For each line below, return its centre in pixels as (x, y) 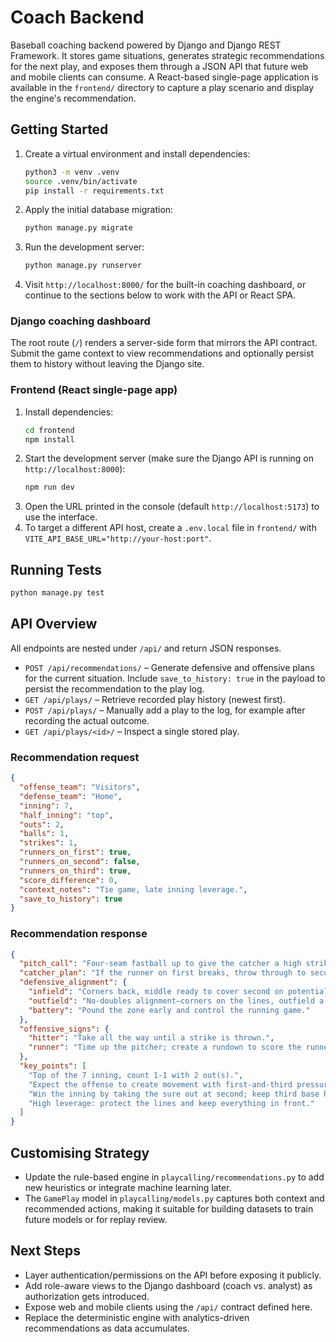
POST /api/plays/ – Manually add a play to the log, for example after (165, 710)
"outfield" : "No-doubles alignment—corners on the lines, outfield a (176, 1001)
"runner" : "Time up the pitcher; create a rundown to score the (165, 1047)
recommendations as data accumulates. (107, 1328)
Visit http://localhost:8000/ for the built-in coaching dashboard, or (165, 285)
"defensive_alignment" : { (73, 982)
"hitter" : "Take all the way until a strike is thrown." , (151, 1038)
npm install (49, 439)
